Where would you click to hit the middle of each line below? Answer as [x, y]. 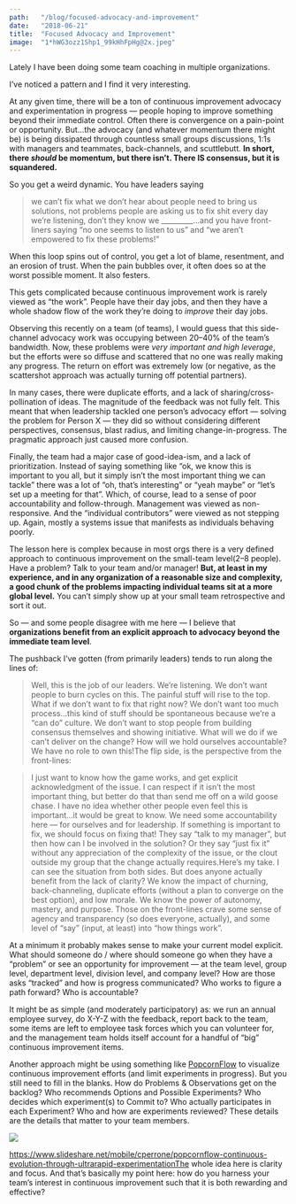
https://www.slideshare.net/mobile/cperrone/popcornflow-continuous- [138, 1154]
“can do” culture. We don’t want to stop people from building [141, 723]
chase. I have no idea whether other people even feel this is [140, 806]
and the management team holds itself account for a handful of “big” [134, 1038]
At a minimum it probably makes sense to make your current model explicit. [146, 945]
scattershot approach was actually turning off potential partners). [128, 375]
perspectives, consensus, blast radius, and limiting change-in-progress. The [148, 430]
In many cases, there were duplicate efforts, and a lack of [114, 393]
